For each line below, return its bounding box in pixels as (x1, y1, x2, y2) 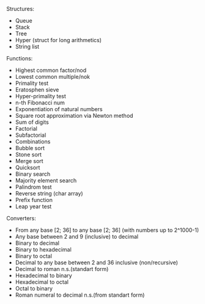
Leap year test (15, 203, 52, 210)
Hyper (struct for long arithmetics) (15, 37, 102, 43)
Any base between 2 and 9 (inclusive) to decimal (15, 233, 139, 240)
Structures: (6, 5, 35, 12)
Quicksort (15, 164, 40, 171)
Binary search (15, 170, 51, 178)
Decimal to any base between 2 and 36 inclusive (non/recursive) (15, 259, 179, 266)
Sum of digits (15, 118, 49, 126)
